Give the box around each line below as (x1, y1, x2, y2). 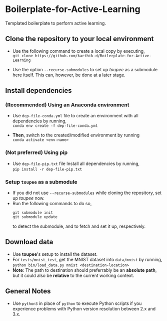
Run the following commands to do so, (12, 201, 92, 207)
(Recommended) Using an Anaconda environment (5, 101, 129, 108)
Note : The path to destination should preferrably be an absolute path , (12, 267, 157, 273)
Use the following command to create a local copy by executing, (12, 48, 145, 54)
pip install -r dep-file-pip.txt (12, 167, 82, 172)
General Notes (5, 287, 51, 295)
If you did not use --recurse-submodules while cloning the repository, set (12, 190, 161, 196)
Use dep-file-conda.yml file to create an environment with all (12, 113, 138, 119)
